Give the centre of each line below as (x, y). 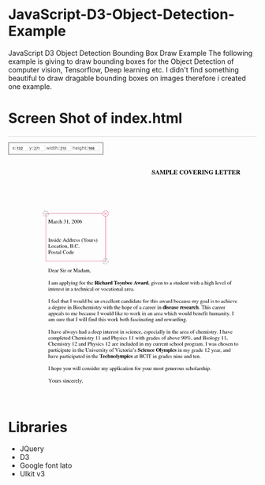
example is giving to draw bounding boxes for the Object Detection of (121, 61)
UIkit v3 (32, 474)
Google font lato (46, 465)
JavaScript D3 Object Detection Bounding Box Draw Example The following (131, 53)
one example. (30, 86)
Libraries (38, 427)
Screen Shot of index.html (95, 118)
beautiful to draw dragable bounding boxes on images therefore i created (127, 78)
